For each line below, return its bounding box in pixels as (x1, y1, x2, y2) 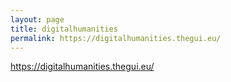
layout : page (10, 14, 65, 25)
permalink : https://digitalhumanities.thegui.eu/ (10, 33, 222, 43)
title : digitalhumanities (10, 24, 118, 34)
